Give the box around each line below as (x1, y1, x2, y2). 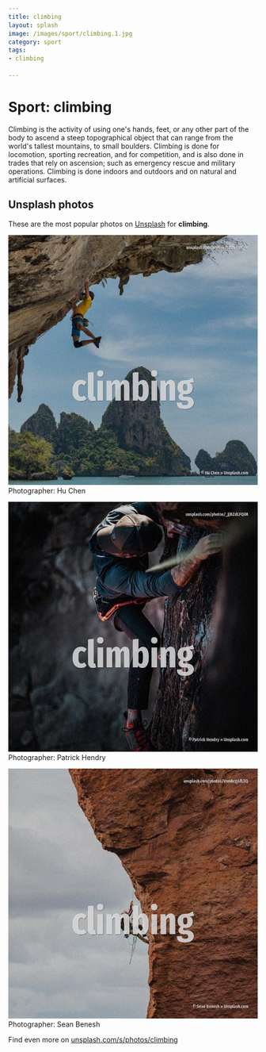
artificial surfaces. (8, 175, 67, 184)
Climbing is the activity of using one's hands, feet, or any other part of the (8, 124, 249, 134)
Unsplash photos (8, 198, 94, 212)
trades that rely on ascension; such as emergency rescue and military (8, 158, 236, 167)
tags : (8, 46, 26, 55)
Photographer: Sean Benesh (8, 1019, 101, 1029)
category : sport (8, 38, 62, 46)
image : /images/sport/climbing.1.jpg (8, 29, 133, 37)
